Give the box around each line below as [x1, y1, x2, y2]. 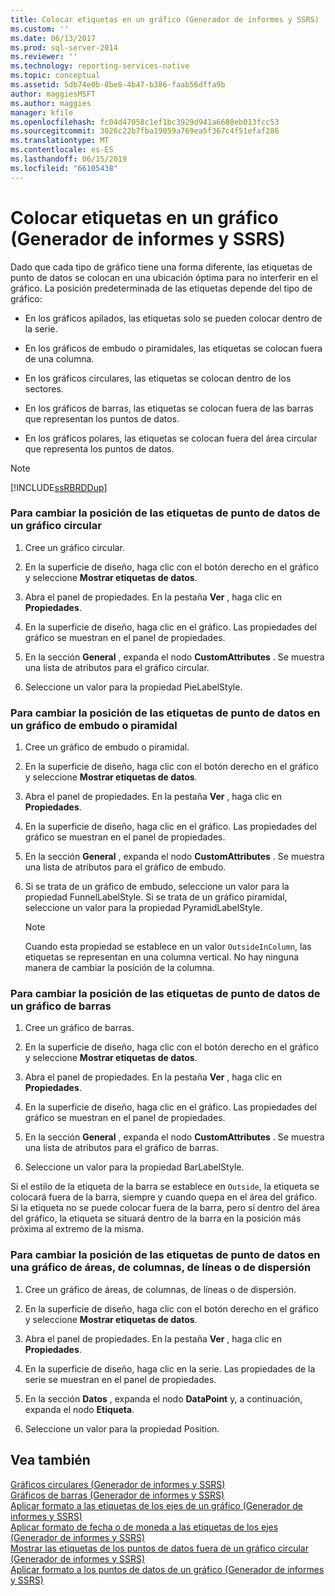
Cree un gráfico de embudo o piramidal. [24, 741, 190, 753]
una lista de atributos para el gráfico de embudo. [24, 861, 227, 873]
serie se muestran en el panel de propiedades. [24, 1373, 217, 1385]
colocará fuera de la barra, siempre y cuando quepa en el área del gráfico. [10, 1191, 318, 1203]
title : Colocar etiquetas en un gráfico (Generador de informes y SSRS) [10, 14, 320, 25]
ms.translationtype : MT [10, 136, 110, 146]
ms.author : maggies [10, 98, 92, 108]
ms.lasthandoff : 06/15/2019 [10, 154, 128, 164]
